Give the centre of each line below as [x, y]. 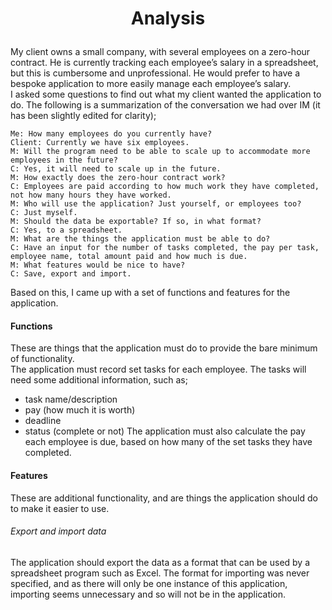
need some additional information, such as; [99, 380]
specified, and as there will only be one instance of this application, [149, 583]
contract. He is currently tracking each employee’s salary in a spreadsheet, [164, 63]
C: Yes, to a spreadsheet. [66, 230]
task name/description [71, 399]
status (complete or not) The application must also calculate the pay [165, 431]
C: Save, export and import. [71, 274]
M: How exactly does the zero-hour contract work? [118, 178]
